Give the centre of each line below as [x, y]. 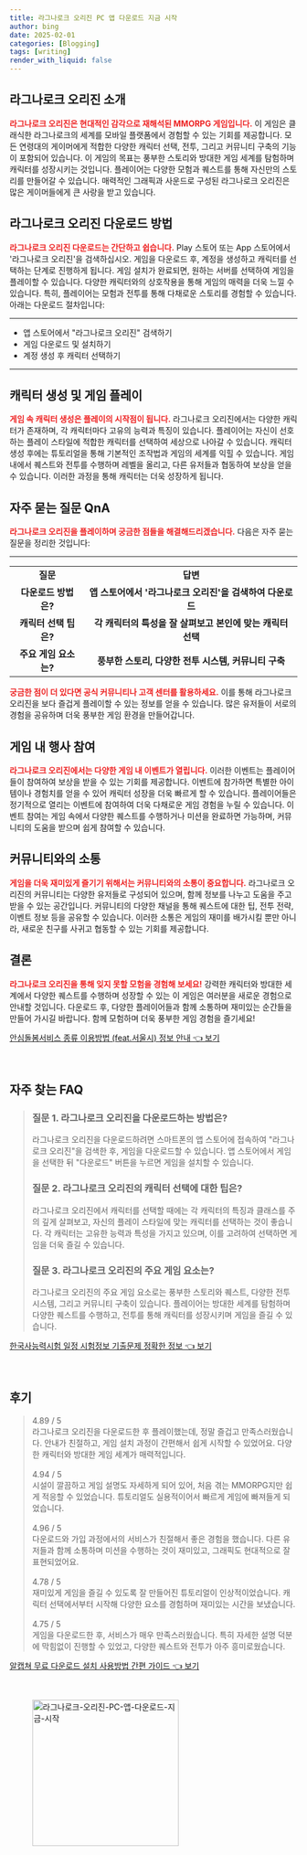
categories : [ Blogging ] [55, 43]
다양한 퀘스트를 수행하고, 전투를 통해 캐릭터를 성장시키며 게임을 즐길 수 [157, 1315]
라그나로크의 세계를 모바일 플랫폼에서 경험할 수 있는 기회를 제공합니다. [158, 134]
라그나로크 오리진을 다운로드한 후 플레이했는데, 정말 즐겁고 [136, 1431]
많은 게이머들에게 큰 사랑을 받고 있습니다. [83, 192]
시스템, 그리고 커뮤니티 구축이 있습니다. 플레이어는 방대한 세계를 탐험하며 [161, 1303]
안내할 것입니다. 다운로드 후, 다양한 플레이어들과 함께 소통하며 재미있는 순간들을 [151, 1007]
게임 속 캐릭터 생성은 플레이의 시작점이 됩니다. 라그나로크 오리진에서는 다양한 [145, 419]
